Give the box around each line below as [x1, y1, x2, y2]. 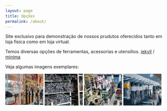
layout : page [5, 8, 33, 13]
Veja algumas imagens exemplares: [5, 64, 79, 70]
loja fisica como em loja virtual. [5, 39, 70, 45]
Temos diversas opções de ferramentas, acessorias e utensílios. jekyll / [5, 49, 155, 55]
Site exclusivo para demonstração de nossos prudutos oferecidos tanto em [5, 33, 162, 40]
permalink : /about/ [5, 19, 47, 24]
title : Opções [5, 13, 36, 19]
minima [5, 54, 21, 60]
